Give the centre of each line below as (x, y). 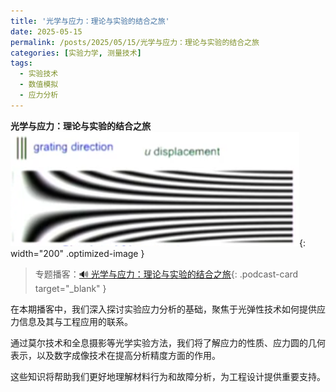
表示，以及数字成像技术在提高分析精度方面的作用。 (115, 355)
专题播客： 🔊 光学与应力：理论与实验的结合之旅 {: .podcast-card (166, 274)
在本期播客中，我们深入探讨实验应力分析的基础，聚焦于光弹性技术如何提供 (163, 309)
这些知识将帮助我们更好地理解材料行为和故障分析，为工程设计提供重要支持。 (168, 376)
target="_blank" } (70, 288)
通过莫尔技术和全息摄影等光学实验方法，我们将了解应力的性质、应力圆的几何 (168, 342)
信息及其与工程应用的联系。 (75, 321)
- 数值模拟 (39, 85)
